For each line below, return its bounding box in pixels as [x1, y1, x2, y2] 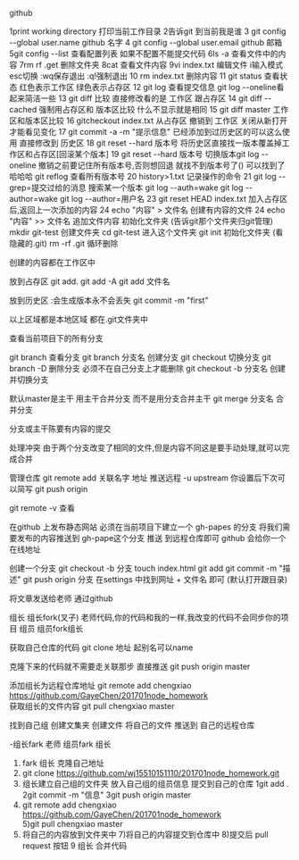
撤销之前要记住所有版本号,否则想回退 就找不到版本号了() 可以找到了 [37, 160, 286, 171]
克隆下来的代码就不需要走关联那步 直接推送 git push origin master [9, 661, 251, 672]
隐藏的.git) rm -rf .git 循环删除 [9, 238, 119, 248]
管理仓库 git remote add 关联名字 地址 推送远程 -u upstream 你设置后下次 [9, 472, 278, 483]
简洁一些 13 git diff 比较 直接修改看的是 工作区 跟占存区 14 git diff [24, 93, 263, 104]
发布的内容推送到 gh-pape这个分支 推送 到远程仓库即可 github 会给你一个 [16, 533, 287, 543]
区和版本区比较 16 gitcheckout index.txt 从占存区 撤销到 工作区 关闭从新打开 [9, 115, 288, 126]
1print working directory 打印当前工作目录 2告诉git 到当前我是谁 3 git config [9, 26, 287, 37]
